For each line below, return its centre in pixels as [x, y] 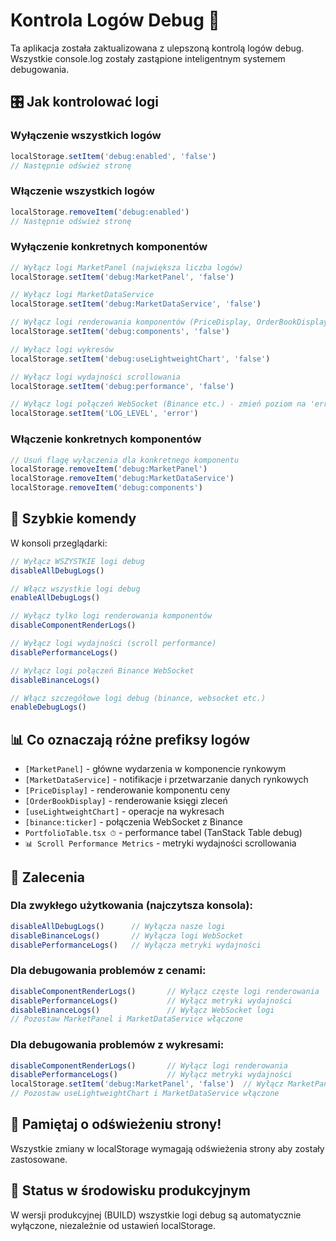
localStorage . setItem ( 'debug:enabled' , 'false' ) [113, 156]
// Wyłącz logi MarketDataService [82, 295]
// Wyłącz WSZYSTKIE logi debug [77, 561]
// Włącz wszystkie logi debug [75, 589]
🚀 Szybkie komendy [73, 519]
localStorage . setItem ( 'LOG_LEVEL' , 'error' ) [104, 414]
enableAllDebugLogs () [55, 598]
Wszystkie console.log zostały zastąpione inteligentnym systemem [148, 58]
